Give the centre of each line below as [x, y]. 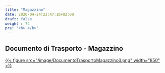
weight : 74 [17, 24]
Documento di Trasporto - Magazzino [64, 48]
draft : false [19, 19]
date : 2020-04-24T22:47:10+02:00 [40, 14]
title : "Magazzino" [25, 10]
